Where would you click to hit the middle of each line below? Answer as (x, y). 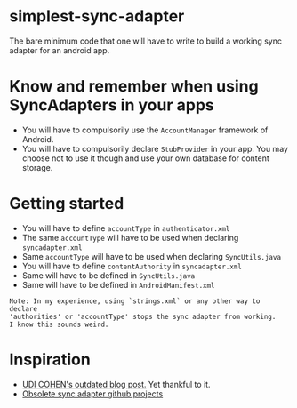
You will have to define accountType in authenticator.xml (126, 228)
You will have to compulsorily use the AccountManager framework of (145, 130)
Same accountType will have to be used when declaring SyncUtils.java (152, 256)
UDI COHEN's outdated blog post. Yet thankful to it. (116, 384)
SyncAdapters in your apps (112, 105)
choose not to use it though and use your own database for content (145, 158)
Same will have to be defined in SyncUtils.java (108, 275)
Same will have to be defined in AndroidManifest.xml (118, 284)
